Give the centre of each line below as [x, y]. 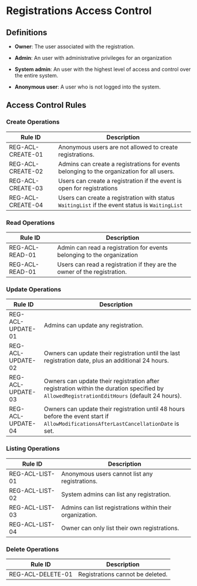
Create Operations [33, 122]
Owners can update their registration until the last [112, 353]
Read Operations [30, 222]
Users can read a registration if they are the [117, 264]
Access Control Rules [46, 105]
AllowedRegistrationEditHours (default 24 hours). [113, 396]
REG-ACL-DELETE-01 [41, 574]
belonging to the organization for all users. [116, 171]
